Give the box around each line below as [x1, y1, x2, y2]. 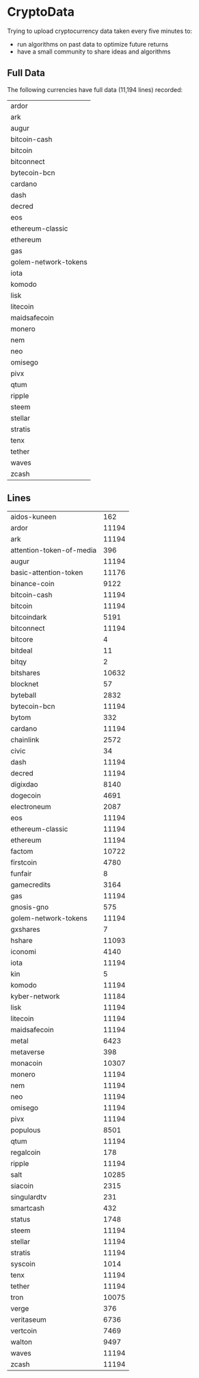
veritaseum [10, 1315, 47, 1324]
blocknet [10, 679, 39, 688]
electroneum [10, 802, 51, 811]
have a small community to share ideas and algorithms [16, 47, 171, 56]
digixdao [10, 780, 39, 789]
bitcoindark [10, 612, 47, 622]
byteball [10, 690, 36, 700]
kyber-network [10, 991, 60, 1001]
